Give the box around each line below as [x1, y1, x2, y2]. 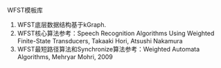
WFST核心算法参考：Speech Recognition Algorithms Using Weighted [17, 30, 215, 37]
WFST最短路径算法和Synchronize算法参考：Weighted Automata [17, 45, 200, 53]
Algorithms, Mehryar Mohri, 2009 [17, 53, 113, 60]
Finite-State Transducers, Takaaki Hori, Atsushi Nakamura [17, 37, 183, 45]
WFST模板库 [7, 6, 44, 14]
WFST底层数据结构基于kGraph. [17, 21, 106, 29]
